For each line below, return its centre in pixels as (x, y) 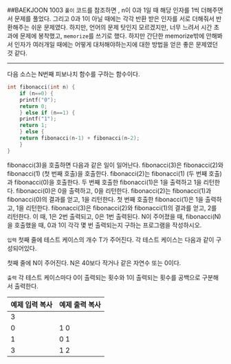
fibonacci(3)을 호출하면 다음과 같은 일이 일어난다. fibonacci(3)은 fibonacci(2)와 (115, 165)
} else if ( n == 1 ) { (47, 113)
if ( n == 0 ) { (36, 93)
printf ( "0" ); (38, 100)
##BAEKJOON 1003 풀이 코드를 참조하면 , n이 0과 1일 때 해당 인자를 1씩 (103, 10)
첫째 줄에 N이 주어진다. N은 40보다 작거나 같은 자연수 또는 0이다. (94, 262)
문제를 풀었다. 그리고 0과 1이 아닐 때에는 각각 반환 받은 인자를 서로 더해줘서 (114, 19)
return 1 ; (34, 126)
